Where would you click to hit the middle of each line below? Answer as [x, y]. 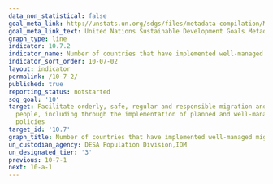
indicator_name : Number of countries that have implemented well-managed [136, 54]
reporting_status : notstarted [60, 92]
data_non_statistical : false [58, 16]
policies [30, 122]
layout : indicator [39, 69]
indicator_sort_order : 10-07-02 [63, 62]
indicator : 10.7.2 [39, 46]
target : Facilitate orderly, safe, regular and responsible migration [130, 107]
